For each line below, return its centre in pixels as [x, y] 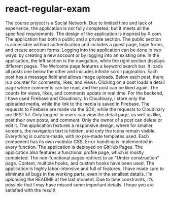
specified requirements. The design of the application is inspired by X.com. [84, 34]
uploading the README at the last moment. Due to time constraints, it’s [79, 179]
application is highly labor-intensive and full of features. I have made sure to [84, 169]
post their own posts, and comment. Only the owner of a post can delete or [84, 120]
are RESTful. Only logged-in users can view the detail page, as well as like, [83, 114]
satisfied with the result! [30, 190]
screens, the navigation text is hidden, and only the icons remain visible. [81, 130]
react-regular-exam [48, 9]
